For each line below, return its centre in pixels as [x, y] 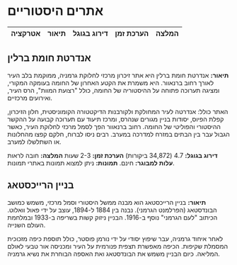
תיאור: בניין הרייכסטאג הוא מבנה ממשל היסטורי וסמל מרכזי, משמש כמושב [107, 202]
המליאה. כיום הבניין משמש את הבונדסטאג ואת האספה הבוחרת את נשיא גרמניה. [114, 254]
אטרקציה [26, 33]
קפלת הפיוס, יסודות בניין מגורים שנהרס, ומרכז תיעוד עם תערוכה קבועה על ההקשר [116, 119]
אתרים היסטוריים [56, 11]
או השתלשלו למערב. [34, 142]
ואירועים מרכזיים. [30, 98]
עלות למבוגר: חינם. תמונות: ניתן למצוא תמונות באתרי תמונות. [91, 163]
